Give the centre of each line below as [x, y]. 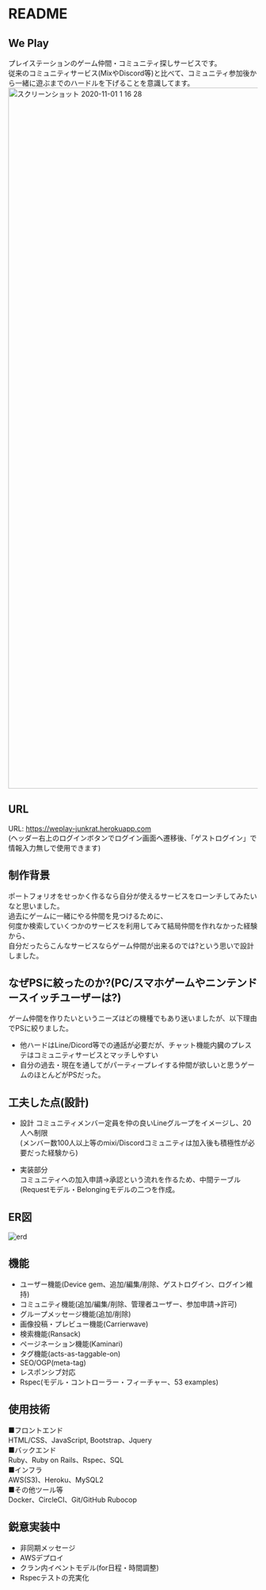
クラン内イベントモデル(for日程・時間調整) [89, 1567]
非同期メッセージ [47, 1548]
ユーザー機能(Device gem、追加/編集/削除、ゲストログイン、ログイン [133, 1284]
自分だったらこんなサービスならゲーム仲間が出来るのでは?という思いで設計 [131, 945]
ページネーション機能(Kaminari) [71, 1344]
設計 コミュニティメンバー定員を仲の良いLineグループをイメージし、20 [135, 1123]
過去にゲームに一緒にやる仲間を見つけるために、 [88, 916]
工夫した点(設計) [49, 1102]
